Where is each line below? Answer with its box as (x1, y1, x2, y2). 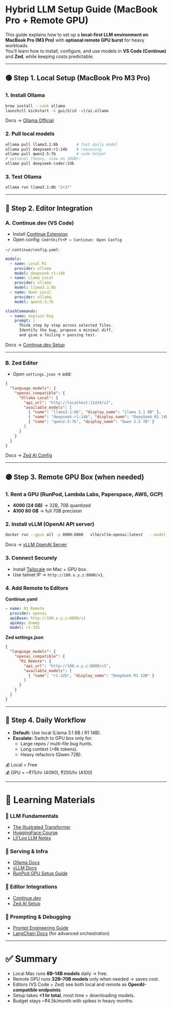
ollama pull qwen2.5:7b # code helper (5, 152, 106, 157)
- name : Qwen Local (10, 290, 52, 295)
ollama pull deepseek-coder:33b (5, 161, 74, 166)
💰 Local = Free (5, 761, 37, 768)
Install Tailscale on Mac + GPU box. (12, 566, 88, 572)
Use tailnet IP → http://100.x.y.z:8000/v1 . (12, 571, 104, 577)
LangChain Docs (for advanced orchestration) (12, 930, 110, 936)
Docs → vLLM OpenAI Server (5, 541, 68, 548)
